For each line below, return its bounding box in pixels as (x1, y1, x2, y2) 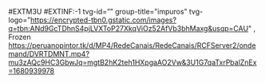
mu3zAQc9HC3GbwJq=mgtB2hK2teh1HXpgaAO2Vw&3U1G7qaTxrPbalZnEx (8, 57, 257, 67)
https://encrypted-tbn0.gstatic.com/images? (30, 15, 177, 25)
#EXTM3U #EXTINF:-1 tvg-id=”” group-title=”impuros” (8, 7, 188, 16)
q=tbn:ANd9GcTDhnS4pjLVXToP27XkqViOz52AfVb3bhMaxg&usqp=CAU (8, 24, 249, 33)
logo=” (8, 15, 31, 25)
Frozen (8, 32, 32, 41)
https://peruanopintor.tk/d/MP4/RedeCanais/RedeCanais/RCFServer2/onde (8, 41, 257, 50)
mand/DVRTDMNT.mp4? (8, 49, 90, 58)
